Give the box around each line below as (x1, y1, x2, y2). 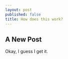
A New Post (5, 35, 42, 43)
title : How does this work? (5, 16, 64, 21)
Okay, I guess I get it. (5, 48, 48, 54)
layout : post (5, 7, 32, 12)
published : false (5, 12, 41, 17)
